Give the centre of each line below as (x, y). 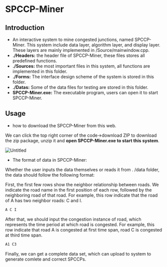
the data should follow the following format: (50, 175)
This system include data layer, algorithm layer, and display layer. (94, 45)
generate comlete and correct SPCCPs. (46, 259)
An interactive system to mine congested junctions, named (73, 39)
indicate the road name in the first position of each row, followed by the (78, 190)
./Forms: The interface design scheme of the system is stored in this (83, 77)
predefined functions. (35, 61)
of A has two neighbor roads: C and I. (44, 200)
